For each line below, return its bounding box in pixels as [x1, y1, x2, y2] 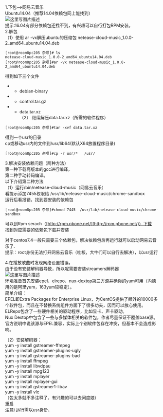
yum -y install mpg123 [5, 368, 50, 374]
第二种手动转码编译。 [5, 172, 48, 178]
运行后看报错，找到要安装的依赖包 [5, 197, 73, 202]
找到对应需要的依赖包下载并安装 [5, 227, 69, 233]
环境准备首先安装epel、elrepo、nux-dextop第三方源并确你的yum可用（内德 [5, 278, 157, 284]
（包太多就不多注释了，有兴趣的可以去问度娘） [5, 395, 99, 400]
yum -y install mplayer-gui [5, 379, 57, 384]
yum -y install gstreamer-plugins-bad [5, 353, 80, 359]
